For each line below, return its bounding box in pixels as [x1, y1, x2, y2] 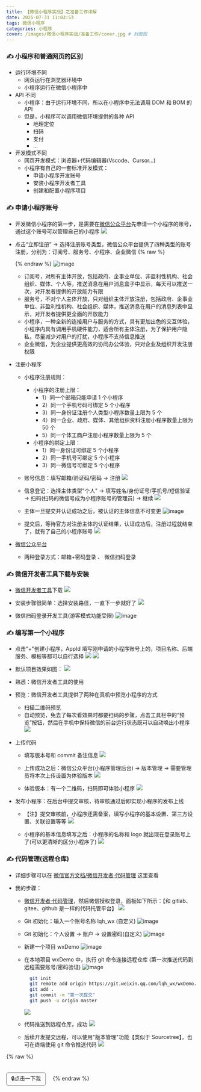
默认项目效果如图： [14, 666, 63, 673]
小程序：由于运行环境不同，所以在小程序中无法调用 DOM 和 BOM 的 [23, 99, 193, 106]
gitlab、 [172, 897, 191, 904]
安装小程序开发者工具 [32, 179, 86, 187]
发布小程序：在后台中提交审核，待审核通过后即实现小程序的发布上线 [14, 798, 184, 805]
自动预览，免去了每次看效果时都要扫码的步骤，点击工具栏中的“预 [23, 712, 185, 719]
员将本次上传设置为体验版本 [23, 772, 93, 780]
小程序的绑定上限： [32, 439, 81, 446]
